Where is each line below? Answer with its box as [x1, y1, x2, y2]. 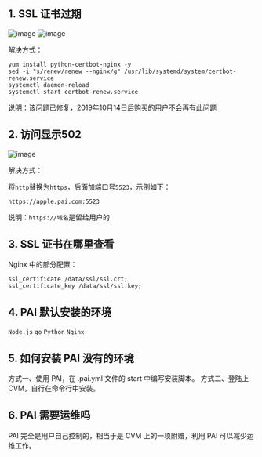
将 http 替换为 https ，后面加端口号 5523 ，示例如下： [8, 182, 171, 191]
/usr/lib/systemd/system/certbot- [124, 67, 237, 75]
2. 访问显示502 [8, 128, 82, 141]
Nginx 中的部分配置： [8, 259, 78, 269]
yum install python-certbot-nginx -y [8, 60, 132, 68]
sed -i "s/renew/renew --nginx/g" [8, 67, 122, 75]
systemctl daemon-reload [8, 81, 89, 89]
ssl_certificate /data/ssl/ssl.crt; [8, 275, 128, 284]
